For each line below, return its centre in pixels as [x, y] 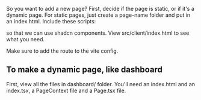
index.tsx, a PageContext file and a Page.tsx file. [66, 90]
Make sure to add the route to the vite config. [62, 51]
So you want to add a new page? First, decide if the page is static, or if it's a [100, 9]
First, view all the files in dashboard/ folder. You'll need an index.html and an [101, 84]
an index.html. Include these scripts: [51, 21]
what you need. [26, 39]
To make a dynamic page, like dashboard [84, 70]
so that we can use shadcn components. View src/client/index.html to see [98, 33]
